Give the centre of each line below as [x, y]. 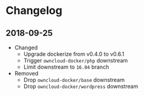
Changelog [34, 11]
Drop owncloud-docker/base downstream [74, 80]
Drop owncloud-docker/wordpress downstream [81, 86]
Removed [26, 73]
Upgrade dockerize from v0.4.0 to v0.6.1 [74, 54]
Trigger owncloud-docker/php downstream [76, 60]
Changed [26, 47]
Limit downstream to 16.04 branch [66, 67]
